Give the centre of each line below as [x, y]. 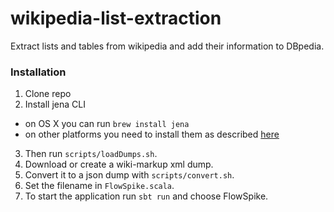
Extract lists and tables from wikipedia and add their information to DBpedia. [167, 46]
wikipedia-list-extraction [116, 18]
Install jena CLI [55, 104]
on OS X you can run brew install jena [107, 124]
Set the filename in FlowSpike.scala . [99, 186]
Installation [38, 72]
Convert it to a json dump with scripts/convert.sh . [129, 175]
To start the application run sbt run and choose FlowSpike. [146, 196]
